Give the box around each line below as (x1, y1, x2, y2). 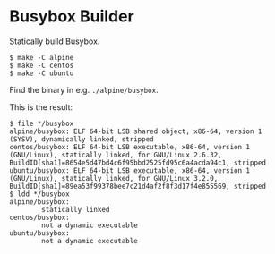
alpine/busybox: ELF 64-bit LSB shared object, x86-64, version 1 (9, 127, 262, 136)
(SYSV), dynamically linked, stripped (9, 134, 154, 144)
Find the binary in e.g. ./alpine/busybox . (9, 84, 159, 95)
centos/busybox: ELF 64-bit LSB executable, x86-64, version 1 (9, 142, 251, 151)
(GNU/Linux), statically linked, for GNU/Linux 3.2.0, (9, 174, 219, 182)
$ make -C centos (9, 61, 74, 70)
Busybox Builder (9, 6, 134, 27)
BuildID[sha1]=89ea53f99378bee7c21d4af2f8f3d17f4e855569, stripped (9, 182, 267, 190)
